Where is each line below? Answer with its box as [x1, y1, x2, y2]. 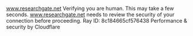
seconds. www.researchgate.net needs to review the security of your [6, 11, 175, 18]
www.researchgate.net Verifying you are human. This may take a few [6, 5, 174, 12]
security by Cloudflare [6, 23, 60, 30]
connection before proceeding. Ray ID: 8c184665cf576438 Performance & [6, 17, 188, 24]
